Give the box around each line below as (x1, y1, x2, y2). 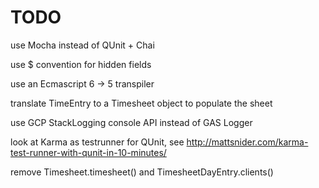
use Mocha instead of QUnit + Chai (10, 39, 155, 51)
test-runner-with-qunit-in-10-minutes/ (10, 146, 167, 158)
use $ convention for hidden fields (10, 58, 152, 70)
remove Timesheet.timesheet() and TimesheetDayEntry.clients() (10, 166, 274, 178)
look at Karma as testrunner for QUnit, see (10, 136, 185, 148)
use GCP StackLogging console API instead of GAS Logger (10, 116, 253, 128)
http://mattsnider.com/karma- (186, 136, 309, 148)
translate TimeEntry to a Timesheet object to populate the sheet (10, 97, 273, 109)
